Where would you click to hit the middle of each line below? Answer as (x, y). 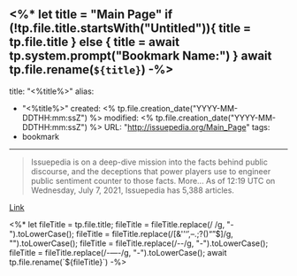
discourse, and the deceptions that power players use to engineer (151, 171)
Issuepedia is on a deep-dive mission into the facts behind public (149, 162)
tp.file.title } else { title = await (94, 42)
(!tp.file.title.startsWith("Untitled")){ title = (130, 29)
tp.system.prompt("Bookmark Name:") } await (141, 56)
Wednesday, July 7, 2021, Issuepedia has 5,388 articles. (132, 190)
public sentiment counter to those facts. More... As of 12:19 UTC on (153, 180)
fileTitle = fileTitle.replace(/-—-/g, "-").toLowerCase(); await (118, 252)
